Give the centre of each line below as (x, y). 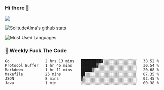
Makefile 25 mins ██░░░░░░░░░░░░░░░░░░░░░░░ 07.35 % (82, 74)
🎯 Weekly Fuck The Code (36, 51)
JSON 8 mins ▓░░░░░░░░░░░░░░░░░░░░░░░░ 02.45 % (82, 78)
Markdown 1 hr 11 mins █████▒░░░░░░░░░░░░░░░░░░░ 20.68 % (82, 70)
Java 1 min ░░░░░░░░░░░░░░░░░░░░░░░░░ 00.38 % (82, 83)
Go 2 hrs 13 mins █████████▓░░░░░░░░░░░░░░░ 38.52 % (82, 61)
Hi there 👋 (17, 8)
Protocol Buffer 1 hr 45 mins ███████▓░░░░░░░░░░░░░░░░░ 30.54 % (82, 65)
